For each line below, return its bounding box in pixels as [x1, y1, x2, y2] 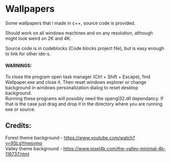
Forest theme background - [5, 134, 63, 141]
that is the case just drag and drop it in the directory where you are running [5, 101, 163, 107]
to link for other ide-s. [5, 51, 51, 57]
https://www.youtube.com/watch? [64, 134, 135, 141]
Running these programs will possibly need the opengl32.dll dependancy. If [5, 96, 164, 102]
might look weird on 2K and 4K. [5, 35, 71, 41]
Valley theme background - [5, 145, 63, 151]
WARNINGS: [5, 62, 32, 68]
